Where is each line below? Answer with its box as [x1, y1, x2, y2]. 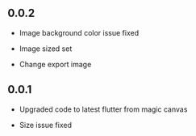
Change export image [19, 59, 92, 69]
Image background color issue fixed [19, 28, 139, 37]
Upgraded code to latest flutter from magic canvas [19, 104, 188, 114]
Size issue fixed [19, 120, 72, 130]
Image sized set [19, 44, 73, 53]
